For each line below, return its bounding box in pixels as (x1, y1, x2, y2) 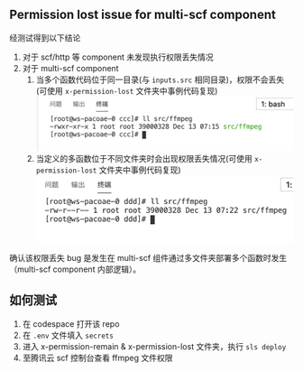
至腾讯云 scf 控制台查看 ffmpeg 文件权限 (22, 352, 173, 363)
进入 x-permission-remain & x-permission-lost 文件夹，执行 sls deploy (22, 340, 287, 351)
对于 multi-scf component (22, 62, 119, 73)
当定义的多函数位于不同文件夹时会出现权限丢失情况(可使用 (35, 153, 252, 163)
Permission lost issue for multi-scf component (9, 7, 277, 23)
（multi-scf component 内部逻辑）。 (9, 264, 142, 274)
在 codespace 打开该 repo (22, 318, 120, 329)
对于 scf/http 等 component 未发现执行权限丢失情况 (22, 51, 214, 62)
